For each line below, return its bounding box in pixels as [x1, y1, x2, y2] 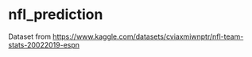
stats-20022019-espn [8, 40, 80, 49]
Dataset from [8, 32, 52, 41]
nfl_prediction [8, 6, 103, 24]
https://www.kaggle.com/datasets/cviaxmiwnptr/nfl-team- [52, 32, 244, 41]
